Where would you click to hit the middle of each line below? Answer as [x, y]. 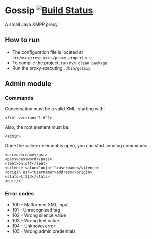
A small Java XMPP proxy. [32, 24]
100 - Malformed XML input [41, 204]
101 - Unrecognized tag [36, 210]
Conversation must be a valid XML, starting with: [55, 109]
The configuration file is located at [48, 52]
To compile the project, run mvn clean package [60, 63]
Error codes [20, 194]
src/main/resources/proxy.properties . [52, 57]
